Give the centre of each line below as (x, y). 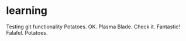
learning (27, 11)
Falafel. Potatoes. (27, 32)
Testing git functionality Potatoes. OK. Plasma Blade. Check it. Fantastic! (93, 27)
